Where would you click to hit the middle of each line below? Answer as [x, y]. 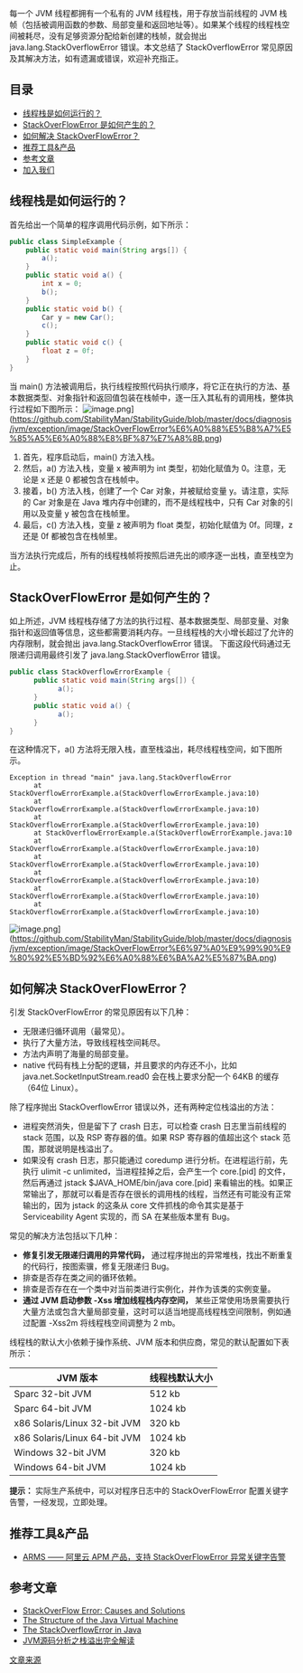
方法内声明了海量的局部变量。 [78, 1054]
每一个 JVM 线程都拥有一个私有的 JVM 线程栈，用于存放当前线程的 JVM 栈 [148, 13]
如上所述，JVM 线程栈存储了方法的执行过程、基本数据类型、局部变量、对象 [150, 621]
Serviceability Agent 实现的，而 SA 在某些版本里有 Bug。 [128, 1217]
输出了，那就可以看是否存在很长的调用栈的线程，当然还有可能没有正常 [161, 1194]
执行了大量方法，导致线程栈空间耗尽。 [93, 1043]
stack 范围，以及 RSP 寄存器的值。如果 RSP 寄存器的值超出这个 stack [151, 1138]
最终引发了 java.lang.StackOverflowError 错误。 [137, 655]
